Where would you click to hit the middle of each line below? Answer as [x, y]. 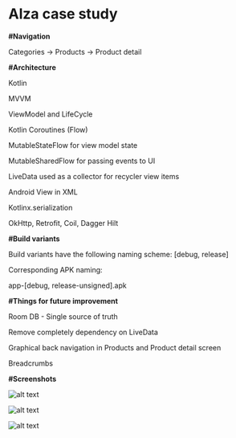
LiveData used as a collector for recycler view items [94, 176]
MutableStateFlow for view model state [73, 145]
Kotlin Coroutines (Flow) [48, 129]
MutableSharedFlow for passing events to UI [82, 161]
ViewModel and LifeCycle [51, 114]
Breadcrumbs [31, 363]
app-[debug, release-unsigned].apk [67, 285]
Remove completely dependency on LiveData [83, 332]
